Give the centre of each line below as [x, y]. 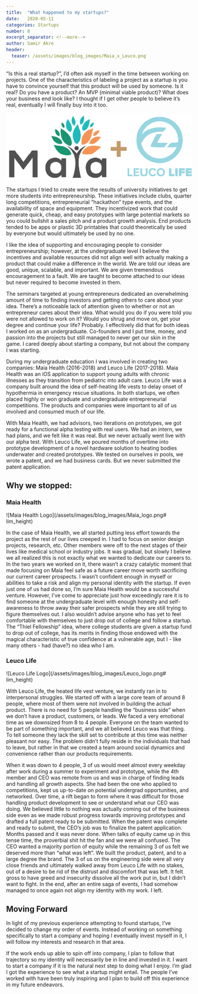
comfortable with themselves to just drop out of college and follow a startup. [99, 620]
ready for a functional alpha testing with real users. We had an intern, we [94, 430]
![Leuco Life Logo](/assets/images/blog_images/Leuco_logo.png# [86, 673]
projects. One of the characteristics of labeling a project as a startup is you [97, 80]
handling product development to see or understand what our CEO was [93, 803]
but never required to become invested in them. [64, 282]
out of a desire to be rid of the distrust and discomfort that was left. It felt [95, 871]
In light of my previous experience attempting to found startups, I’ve [89, 923]
